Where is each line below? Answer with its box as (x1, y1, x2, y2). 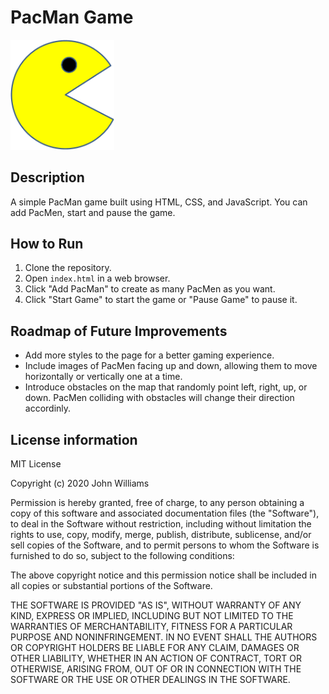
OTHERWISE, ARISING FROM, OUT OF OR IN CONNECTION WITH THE (10, 663, 302, 675)
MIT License (10, 458, 62, 470)
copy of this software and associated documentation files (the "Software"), (10, 507, 320, 520)
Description (10, 169, 85, 186)
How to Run (10, 235, 84, 252)
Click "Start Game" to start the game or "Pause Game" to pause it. (24, 294, 298, 306)
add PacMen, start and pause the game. (10, 206, 176, 218)
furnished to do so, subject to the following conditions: (10, 550, 235, 562)
